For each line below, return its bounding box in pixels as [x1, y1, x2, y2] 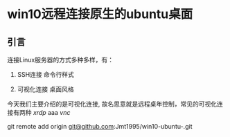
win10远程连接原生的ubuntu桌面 [7, 6, 193, 22]
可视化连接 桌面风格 [17, 85, 74, 93]
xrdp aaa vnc [33, 109, 71, 116]
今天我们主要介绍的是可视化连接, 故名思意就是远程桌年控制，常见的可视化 [7, 100, 217, 108]
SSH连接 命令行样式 [17, 71, 75, 78]
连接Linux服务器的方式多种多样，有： [7, 56, 114, 64]
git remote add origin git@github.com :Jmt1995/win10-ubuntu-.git [7, 122, 193, 130]
